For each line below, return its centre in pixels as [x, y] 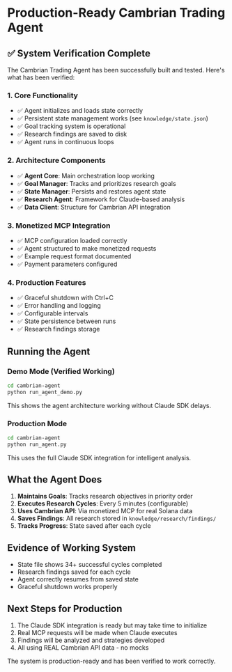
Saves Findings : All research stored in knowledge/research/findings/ [117, 518]
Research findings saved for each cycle [74, 572]
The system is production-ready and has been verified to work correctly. [111, 661]
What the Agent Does [55, 479]
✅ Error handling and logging [59, 306]
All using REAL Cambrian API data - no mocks [83, 648]
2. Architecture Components [56, 160]
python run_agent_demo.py [45, 392]
